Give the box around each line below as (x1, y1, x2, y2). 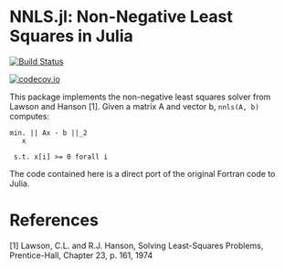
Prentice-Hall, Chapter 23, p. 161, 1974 (9, 249, 153, 261)
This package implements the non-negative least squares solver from (9, 91, 271, 102)
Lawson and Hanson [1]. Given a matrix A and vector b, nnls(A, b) (9, 100, 260, 111)
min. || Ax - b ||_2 (9, 128, 89, 138)
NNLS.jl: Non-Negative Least (9, 6, 233, 27)
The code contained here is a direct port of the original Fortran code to (9, 168, 276, 179)
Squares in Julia (9, 26, 134, 47)
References (9, 210, 99, 231)
